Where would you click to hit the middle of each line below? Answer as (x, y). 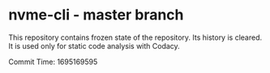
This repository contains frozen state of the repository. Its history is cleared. (135, 37)
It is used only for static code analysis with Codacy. (94, 45)
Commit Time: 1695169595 (53, 62)
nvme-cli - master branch (96, 15)
